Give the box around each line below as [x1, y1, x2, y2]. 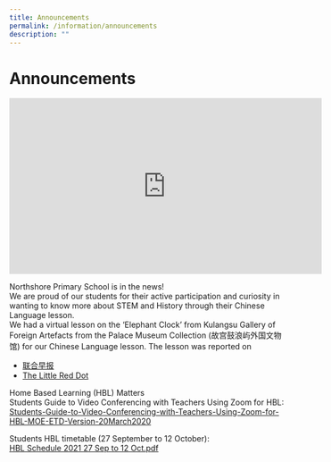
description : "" [9, 29, 70, 38]
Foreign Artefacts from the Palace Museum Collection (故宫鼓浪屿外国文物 [9, 330, 282, 340]
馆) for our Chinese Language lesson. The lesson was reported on [9, 341, 252, 352]
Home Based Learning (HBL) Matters [9, 388, 145, 399]
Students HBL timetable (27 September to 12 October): [9, 433, 210, 444]
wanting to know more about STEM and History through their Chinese [9, 300, 265, 311]
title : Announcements [9, 13, 90, 22]
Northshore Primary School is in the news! [9, 281, 165, 292]
